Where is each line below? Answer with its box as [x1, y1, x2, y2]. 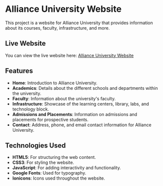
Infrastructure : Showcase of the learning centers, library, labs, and [12, 101, 149, 107]
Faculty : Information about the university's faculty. [12, 95, 116, 102]
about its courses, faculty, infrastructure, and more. [5, 25, 110, 31]
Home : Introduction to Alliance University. [12, 80, 98, 86]
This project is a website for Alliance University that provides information [5, 20, 153, 26]
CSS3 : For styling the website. [12, 159, 74, 166]
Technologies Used [5, 141, 66, 149]
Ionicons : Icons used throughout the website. [12, 175, 105, 181]
